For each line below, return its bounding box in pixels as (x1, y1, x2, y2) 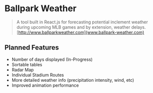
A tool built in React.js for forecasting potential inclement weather (16, 19, 148, 25)
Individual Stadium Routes (11, 72, 64, 78)
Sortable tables (11, 61, 42, 67)
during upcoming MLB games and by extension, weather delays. (16, 24, 146, 30)
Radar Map (11, 67, 34, 73)
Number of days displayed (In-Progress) (11, 56, 93, 62)
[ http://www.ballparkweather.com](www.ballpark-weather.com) (16, 29, 145, 35)
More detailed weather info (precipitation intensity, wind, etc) (11, 77, 134, 83)
